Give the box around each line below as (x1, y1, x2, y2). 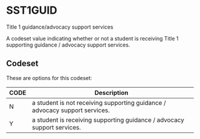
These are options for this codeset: (6, 74, 92, 81)
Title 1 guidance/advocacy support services (6, 23, 114, 30)
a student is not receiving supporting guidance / (32, 98, 166, 107)
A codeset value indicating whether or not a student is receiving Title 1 (6, 35, 179, 42)
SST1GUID (6, 4, 58, 17)
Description (94, 88, 129, 97)
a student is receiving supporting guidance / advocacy (32, 116, 185, 124)
